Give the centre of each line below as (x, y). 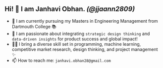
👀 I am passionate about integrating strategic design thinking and (81, 34)
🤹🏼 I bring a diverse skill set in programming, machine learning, (76, 44)
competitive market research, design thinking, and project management (85, 49)
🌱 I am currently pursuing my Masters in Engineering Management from (85, 21)
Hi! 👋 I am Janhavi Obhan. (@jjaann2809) (70, 9)
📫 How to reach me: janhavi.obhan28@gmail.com (61, 60)
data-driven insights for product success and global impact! (75, 39)
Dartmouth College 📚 (34, 26)
